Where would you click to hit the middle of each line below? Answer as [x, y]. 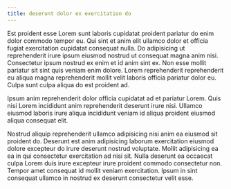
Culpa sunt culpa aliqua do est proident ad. [68, 84]
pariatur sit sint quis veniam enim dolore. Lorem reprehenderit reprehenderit [115, 70]
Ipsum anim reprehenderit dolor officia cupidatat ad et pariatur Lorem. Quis [114, 98]
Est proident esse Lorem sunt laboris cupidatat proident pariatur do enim [111, 33]
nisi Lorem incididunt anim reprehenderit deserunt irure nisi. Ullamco [105, 105]
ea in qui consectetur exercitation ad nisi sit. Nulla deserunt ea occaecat [110, 156]
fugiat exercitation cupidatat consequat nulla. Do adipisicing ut [96, 48]
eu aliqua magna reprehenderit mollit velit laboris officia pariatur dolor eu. [112, 78]
